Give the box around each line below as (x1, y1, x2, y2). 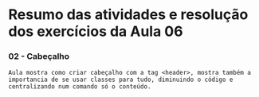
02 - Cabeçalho (8, 51, 70, 62)
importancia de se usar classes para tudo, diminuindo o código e (8, 76, 233, 84)
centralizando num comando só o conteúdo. (8, 83, 151, 91)
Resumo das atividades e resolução (8, 6, 249, 24)
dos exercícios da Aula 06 (8, 22, 183, 41)
